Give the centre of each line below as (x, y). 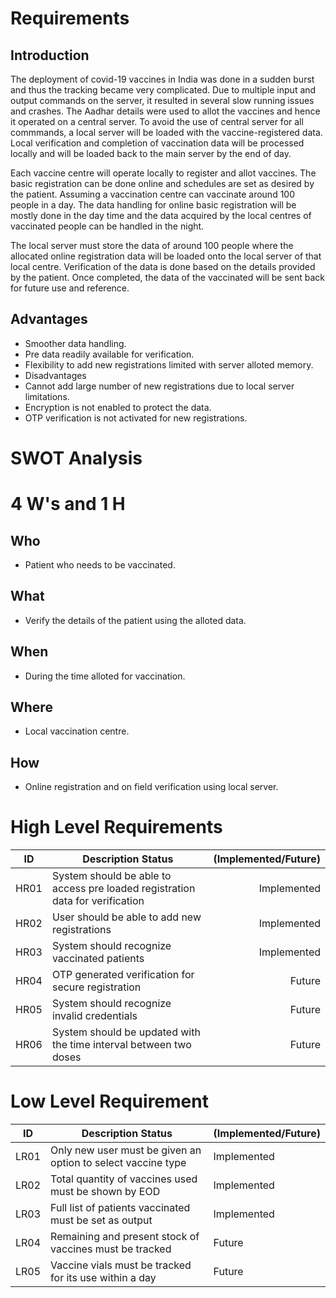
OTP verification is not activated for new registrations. (136, 418)
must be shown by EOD (105, 1192)
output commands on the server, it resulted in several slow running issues (162, 100)
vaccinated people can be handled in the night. (107, 226)
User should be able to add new (126, 917)
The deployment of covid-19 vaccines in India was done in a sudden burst (162, 79)
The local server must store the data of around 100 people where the (152, 245)
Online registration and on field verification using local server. (151, 787)
